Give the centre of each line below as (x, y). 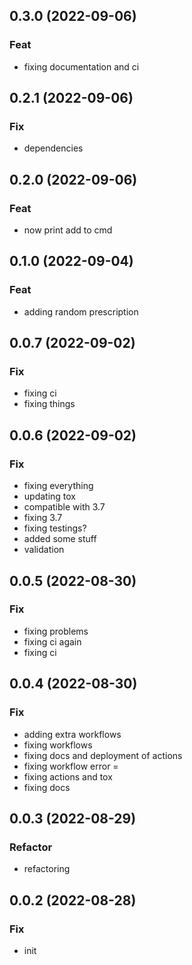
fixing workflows (58, 745)
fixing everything (58, 486)
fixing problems (56, 631)
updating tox (50, 496)
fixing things (49, 404)
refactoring (47, 869)
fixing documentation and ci (81, 66)
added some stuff (60, 539)
